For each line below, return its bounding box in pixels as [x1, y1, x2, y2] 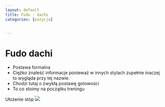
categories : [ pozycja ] [5, 17, 53, 22]
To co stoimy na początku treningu [12, 86, 85, 92]
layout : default [5, 7, 39, 13]
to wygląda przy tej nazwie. [12, 75, 70, 81]
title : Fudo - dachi [5, 12, 49, 17]
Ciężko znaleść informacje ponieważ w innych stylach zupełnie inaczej [12, 69, 160, 76]
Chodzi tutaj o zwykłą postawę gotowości [12, 81, 99, 87]
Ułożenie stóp [5, 96, 34, 102]
